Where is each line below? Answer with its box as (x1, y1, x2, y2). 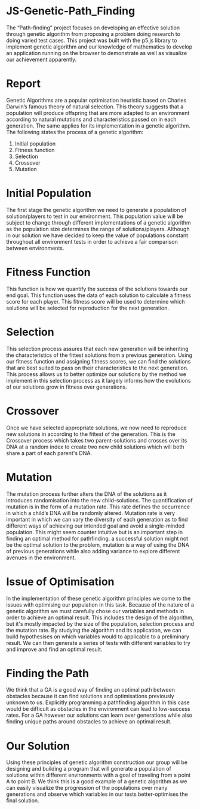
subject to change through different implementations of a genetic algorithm (6, 219, 191, 226)
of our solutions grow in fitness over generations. (6, 383, 127, 390)
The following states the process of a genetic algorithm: (6, 128, 144, 135)
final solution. (6, 797, 40, 804)
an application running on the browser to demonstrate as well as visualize (6, 49, 187, 56)
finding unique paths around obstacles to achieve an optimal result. (6, 718, 172, 725)
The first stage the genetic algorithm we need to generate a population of (6, 206, 187, 213)
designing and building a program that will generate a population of (6, 765, 171, 772)
